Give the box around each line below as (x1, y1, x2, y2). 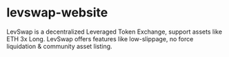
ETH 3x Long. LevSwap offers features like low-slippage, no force (6, 34, 194, 43)
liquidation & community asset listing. (6, 42, 112, 50)
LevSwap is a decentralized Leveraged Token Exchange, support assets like (6, 27, 222, 36)
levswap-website (6, 5, 108, 21)
